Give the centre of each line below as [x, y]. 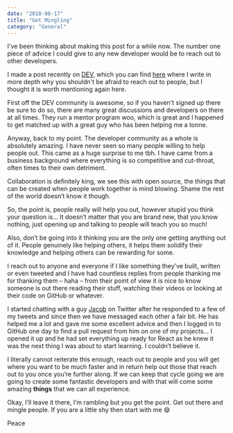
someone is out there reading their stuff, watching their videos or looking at [115, 288]
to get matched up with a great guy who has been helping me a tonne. [107, 125]
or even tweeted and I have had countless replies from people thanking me [114, 273]
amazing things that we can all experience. [69, 389]
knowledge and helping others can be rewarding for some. [91, 253]
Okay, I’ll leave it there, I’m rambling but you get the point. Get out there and [115, 402]
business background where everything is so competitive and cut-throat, [111, 161]
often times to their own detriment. [57, 168]
